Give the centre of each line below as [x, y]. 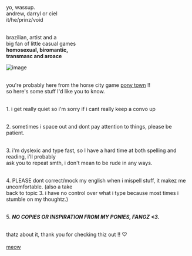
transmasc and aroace [34, 56]
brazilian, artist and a [31, 37]
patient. [15, 133]
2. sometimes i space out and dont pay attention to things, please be [89, 127]
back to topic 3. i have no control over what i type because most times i [92, 193]
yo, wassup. [21, 7]
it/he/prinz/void [25, 20]
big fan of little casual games [41, 43]
